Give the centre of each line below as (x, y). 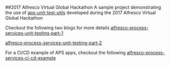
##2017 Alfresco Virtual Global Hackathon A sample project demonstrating (83, 7)
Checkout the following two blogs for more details (58, 28)
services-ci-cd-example (30, 58)
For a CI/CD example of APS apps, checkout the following (65, 53)
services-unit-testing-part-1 (34, 33)
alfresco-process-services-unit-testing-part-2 (54, 43)
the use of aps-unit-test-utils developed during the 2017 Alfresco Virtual (81, 13)
